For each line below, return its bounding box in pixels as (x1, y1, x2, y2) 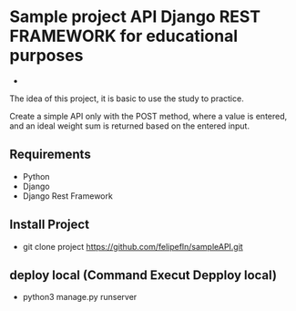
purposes (9, 46, 84, 66)
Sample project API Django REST (9, 6, 261, 27)
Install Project (9, 217, 89, 233)
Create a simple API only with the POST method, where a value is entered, (9, 110, 288, 121)
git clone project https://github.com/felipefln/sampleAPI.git (22, 241, 243, 252)
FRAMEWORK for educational (9, 26, 239, 47)
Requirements (9, 147, 91, 162)
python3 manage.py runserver (22, 292, 138, 303)
